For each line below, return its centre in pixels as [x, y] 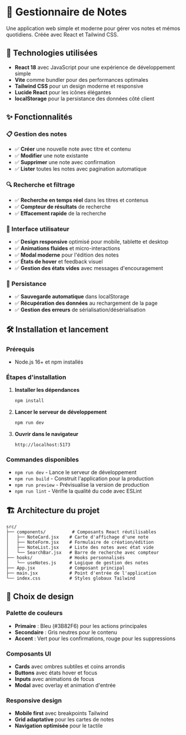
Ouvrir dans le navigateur [46, 434]
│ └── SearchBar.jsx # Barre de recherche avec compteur [83, 553]
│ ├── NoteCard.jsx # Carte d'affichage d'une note [77, 537]
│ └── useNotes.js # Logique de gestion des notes [77, 563]
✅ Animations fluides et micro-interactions [67, 248]
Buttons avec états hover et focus [56, 673]
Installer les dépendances [47, 390]
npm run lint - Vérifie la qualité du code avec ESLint [78, 491]
